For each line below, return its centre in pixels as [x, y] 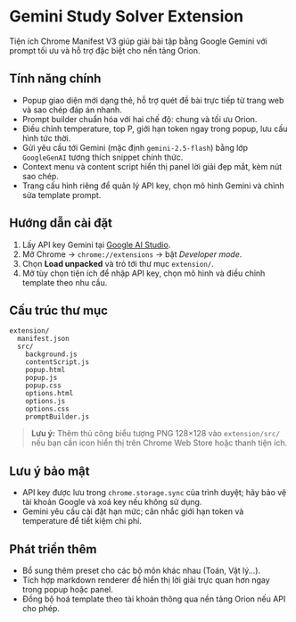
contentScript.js [58, 362]
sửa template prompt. [62, 195]
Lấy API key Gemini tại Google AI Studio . [96, 245]
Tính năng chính [55, 79]
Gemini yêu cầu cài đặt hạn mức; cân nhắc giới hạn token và [133, 511]
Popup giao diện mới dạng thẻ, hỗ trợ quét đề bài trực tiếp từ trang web [153, 100]
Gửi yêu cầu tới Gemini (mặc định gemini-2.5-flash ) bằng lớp [135, 147]
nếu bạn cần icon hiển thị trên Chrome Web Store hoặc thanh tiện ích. [159, 443]
